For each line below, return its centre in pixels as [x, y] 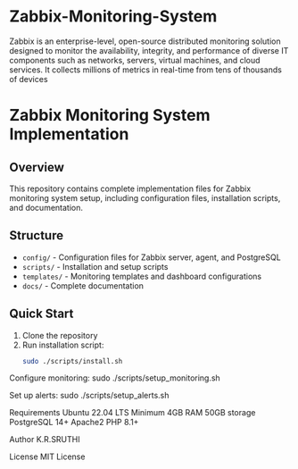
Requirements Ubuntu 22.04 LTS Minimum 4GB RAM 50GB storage [132, 413]
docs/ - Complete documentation [83, 285]
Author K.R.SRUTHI [45, 440]
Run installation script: [63, 345]
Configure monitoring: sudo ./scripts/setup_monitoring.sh [115, 378]
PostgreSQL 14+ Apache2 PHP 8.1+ [74, 423]
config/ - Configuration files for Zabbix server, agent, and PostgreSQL [151, 257]
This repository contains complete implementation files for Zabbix [130, 188]
